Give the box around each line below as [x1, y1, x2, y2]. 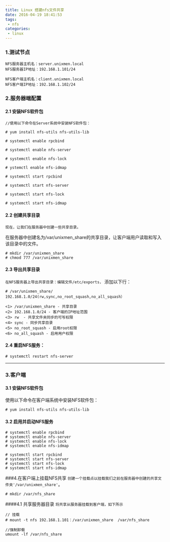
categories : [5, 26, 30, 31]
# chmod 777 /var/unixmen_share [5, 255, 73, 260]
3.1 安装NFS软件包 [5, 385, 44, 391]
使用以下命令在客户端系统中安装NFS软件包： [5, 397, 99, 403]
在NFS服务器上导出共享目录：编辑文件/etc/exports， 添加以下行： [5, 279, 132, 285]
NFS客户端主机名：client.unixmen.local [5, 77, 84, 82]
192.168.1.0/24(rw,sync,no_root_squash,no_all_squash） [5, 294, 125, 299]
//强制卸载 [5, 527, 25, 533]
